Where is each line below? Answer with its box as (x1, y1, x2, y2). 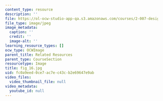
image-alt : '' (9, 39, 38, 44)
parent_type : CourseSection (5, 57, 62, 62)
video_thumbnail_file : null (9, 79, 66, 84)
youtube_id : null (9, 88, 45, 93)
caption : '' (9, 30, 34, 34)
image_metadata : (5, 25, 38, 30)
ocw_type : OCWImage (5, 48, 45, 52)
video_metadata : (5, 84, 38, 89)
